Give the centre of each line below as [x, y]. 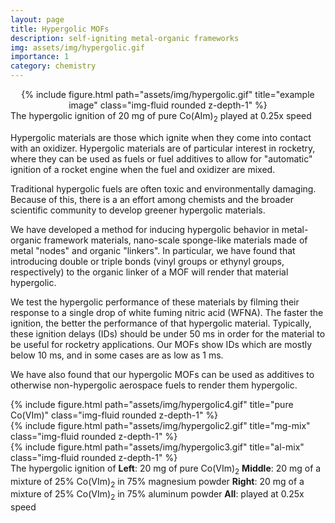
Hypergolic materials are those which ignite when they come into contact [161, 137]
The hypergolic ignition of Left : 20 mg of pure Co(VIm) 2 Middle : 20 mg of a [166, 469]
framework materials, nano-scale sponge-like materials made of [175, 240]
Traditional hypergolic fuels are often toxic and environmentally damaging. [163, 188]
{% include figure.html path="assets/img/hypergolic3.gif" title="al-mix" [157, 447]
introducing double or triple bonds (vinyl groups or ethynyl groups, [147, 261]
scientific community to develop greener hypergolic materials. [138, 210]
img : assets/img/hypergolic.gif [77, 47]
